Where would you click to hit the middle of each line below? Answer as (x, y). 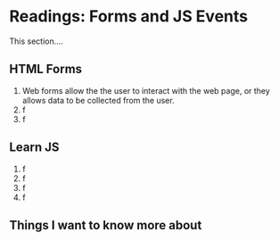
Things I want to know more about (106, 225)
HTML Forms (46, 69)
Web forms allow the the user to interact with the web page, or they (146, 90)
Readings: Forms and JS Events (128, 17)
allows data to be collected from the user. (98, 100)
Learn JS (34, 148)
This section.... (37, 41)
